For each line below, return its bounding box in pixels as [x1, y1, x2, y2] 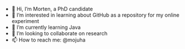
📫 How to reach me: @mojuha [11, 36, 86, 43]
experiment [11, 18, 40, 24]
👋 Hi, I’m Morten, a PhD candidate [11, 6, 93, 12]
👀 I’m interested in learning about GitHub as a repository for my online [11, 12, 180, 18]
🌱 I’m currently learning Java [11, 24, 81, 31]
